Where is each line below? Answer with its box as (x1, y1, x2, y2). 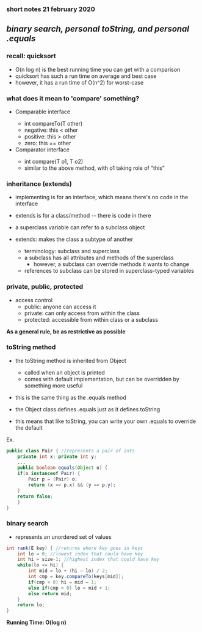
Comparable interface (15, 108, 71, 115)
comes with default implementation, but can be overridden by (24, 375, 180, 383)
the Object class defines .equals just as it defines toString (15, 405, 161, 413)
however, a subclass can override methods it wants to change (33, 261, 189, 268)
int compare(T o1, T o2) (24, 158, 84, 165)
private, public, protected (6, 283, 84, 291)
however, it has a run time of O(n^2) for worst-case (15, 78, 144, 86)
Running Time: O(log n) (6, 619, 67, 626)
